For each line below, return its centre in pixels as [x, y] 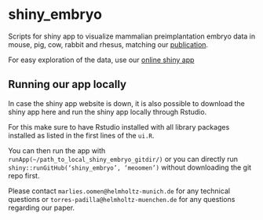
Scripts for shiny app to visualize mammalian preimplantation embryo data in [132, 36]
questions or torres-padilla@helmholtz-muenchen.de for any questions [122, 199]
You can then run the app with [57, 150]
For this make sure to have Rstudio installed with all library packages [119, 126]
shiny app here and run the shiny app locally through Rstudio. [108, 112]
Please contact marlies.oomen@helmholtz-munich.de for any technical [119, 191]
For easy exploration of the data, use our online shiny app [101, 60]
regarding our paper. [42, 207]
